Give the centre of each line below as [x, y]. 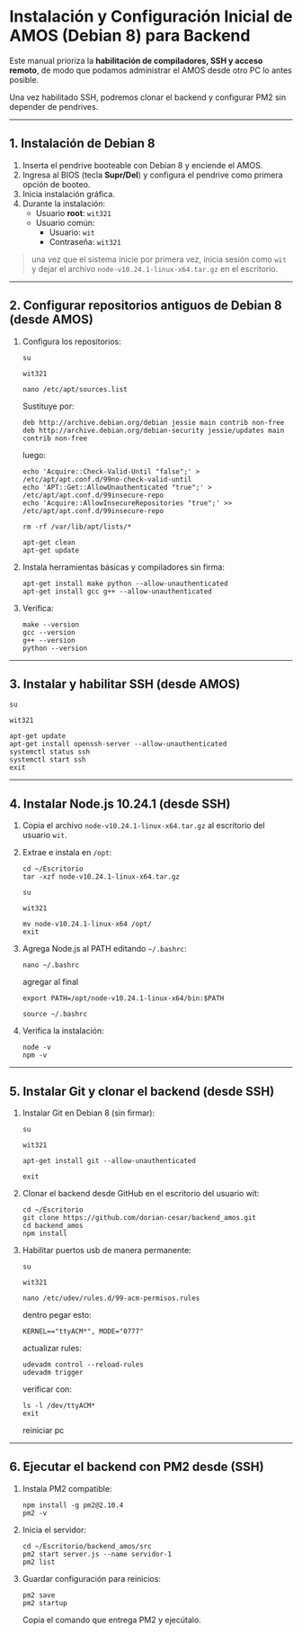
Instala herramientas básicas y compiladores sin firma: [123, 567]
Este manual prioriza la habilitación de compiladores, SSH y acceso [136, 60]
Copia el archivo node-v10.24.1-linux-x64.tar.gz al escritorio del [143, 826]
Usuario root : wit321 [74, 212]
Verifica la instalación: [63, 1031]
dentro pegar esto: [57, 1315]
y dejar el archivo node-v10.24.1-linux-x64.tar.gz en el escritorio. [155, 268]
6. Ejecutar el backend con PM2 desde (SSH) [137, 1467]
